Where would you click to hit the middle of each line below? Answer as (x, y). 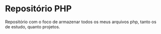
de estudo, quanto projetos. (33, 26)
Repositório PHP (38, 9)
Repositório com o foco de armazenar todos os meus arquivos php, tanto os (81, 22)
